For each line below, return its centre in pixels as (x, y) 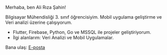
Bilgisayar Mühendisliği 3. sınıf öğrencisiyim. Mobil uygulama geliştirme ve (84, 17)
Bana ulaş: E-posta (25, 47)
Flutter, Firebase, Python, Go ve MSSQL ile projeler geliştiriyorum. (82, 32)
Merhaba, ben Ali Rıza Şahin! (36, 7)
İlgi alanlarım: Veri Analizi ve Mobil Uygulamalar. (63, 38)
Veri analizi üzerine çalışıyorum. (39, 22)
